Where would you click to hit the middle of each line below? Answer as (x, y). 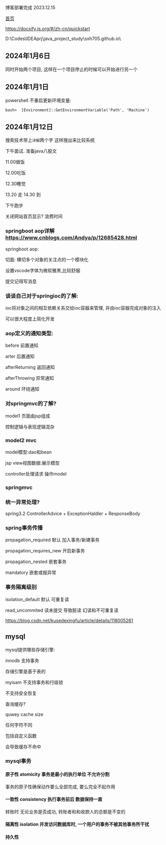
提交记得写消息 (21, 281)
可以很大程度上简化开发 (30, 319)
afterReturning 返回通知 (30, 367)
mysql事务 (18, 761)
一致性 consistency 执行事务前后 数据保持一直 (54, 799)
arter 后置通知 (20, 356)
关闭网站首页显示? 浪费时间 (34, 216)
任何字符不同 (19, 725)
